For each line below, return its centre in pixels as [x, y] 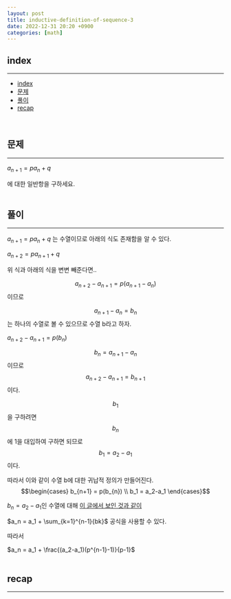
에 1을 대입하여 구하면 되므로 [45, 441]
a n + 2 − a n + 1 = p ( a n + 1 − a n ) [115, 284]
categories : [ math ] [35, 33]
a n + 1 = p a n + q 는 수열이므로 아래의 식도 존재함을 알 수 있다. [89, 240]
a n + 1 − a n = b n [115, 311]
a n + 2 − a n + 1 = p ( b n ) [37, 338]
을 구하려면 [22, 417]
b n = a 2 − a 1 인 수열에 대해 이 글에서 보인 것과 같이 [75, 507]
